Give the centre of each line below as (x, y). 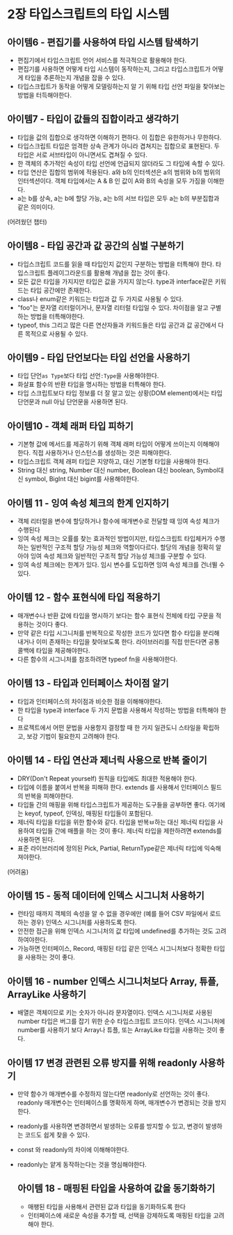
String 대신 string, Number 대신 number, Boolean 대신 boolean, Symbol (118, 470)
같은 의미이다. (36, 207)
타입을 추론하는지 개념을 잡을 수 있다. (75, 78)
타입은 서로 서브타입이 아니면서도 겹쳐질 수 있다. (82, 155)
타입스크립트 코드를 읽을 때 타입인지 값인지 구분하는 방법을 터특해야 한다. (115, 264)
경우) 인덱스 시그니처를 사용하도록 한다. (83, 922)
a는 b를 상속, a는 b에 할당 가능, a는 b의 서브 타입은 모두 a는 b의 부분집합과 (118, 198)
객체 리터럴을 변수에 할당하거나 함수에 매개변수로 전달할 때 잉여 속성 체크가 (119, 521)
